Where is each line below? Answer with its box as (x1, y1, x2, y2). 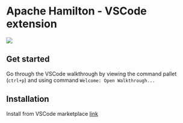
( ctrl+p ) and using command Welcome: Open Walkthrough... (6, 77, 155, 84)
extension (6, 17, 57, 31)
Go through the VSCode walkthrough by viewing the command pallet (6, 70, 177, 77)
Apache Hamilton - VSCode (6, 4, 147, 18)
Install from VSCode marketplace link (6, 110, 98, 117)
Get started (6, 54, 50, 65)
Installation (6, 94, 49, 104)
